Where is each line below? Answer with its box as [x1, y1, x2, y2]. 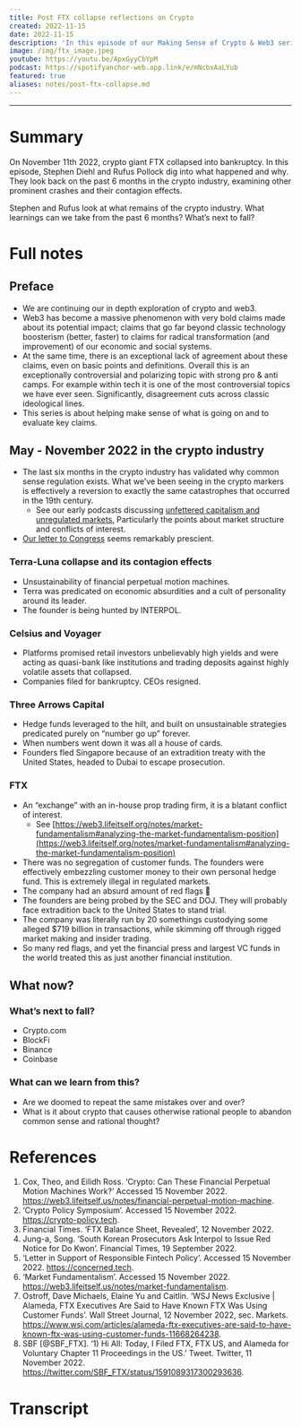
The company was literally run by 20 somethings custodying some [21, 913, 269, 924]
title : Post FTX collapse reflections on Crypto [9, 13, 194, 22]
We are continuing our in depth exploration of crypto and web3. [21, 302, 257, 314]
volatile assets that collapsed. [21, 666, 133, 677]
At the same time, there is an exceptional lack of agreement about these [21, 350, 288, 361]
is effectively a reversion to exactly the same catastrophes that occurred [21, 486, 290, 497]
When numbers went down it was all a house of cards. [21, 738, 223, 748]
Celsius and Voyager [9, 627, 101, 639]
